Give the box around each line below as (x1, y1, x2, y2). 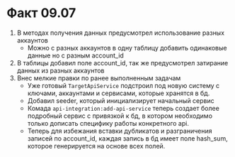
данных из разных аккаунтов (16, 66, 105, 75)
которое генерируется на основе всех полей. (27, 141, 166, 150)
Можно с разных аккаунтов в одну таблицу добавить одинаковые (27, 43, 227, 52)
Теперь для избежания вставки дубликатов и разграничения (27, 126, 212, 135)
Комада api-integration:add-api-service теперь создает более (27, 104, 220, 112)
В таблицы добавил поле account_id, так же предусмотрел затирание (16, 58, 229, 67)
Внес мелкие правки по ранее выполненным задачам (16, 73, 181, 82)
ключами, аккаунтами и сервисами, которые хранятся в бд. (27, 89, 210, 97)
